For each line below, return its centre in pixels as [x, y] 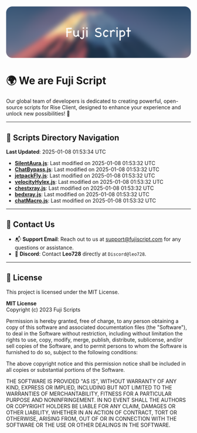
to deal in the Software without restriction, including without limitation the [94, 333]
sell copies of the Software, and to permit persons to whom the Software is [97, 346]
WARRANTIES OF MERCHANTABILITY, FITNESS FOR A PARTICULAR [89, 394]
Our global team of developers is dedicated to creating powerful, [84, 101]
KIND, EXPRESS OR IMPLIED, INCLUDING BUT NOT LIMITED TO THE [89, 387]
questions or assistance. [44, 247]
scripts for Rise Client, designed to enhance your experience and [103, 108]
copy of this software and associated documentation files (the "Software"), [97, 327]
